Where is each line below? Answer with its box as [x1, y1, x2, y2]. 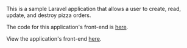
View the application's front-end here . [6, 35, 102, 42]
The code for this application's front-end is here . [6, 24, 129, 30]
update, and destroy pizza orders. [6, 12, 91, 19]
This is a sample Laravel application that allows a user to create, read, [6, 5, 182, 12]
